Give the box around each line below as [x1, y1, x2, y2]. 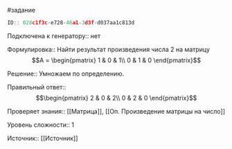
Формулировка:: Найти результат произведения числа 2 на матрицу [7, 45, 210, 53]
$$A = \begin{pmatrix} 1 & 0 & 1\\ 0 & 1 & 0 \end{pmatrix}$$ [31, 55, 202, 64]
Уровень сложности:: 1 [7, 121, 75, 129]
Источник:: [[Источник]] [7, 134, 78, 142]
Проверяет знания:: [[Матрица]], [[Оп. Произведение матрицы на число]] [7, 107, 226, 115]
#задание [7, 6, 36, 14]
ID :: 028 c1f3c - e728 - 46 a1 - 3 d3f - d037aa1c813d [7, 19, 135, 26]
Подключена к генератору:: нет [7, 31, 101, 40]
